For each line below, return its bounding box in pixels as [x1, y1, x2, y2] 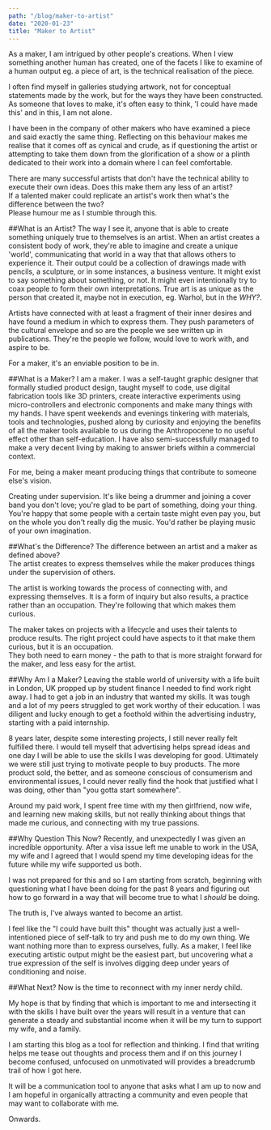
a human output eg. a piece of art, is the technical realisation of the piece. [8, 66, 255, 76]
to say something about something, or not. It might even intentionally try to [8, 275, 257, 285]
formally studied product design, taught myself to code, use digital [8, 382, 231, 393]
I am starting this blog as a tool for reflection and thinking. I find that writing [8, 1040, 260, 1050]
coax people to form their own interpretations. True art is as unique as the [8, 284, 255, 294]
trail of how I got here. [8, 1066, 83, 1076]
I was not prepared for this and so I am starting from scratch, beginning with [8, 876, 262, 885]
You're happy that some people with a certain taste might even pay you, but [8, 509, 261, 518]
